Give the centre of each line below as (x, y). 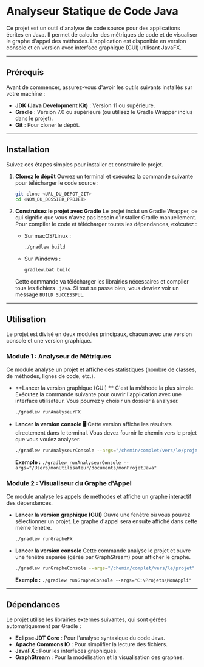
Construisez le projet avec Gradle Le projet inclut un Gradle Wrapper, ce (106, 211)
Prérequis (25, 72)
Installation (28, 150)
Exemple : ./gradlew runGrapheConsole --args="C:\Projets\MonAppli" (103, 580)
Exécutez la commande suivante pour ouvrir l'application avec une (98, 394)
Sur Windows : (42, 259)
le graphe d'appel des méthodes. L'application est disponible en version (96, 41)
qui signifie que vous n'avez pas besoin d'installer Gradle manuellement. (106, 218)
